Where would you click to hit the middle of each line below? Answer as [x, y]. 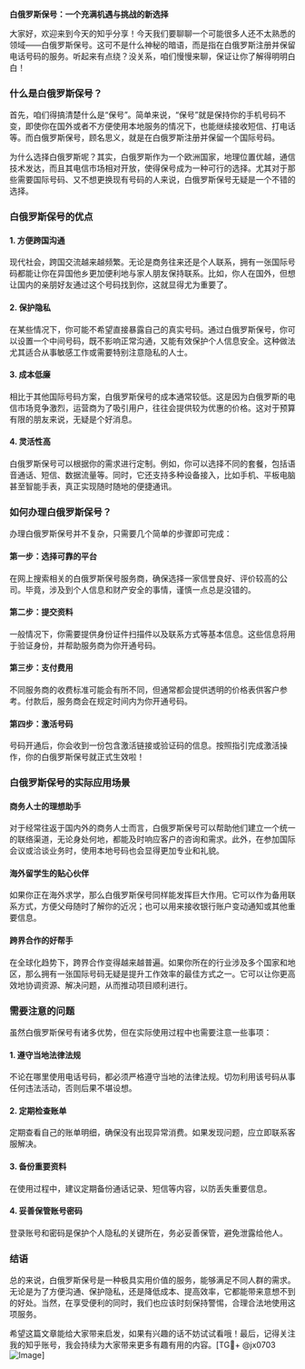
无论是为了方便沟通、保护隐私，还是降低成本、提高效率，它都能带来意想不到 [152, 1292]
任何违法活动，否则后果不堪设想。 [73, 1088]
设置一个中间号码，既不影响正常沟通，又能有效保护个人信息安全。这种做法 [156, 341]
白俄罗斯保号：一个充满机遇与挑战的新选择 [89, 14]
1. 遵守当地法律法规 [45, 1054]
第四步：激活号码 [41, 724]
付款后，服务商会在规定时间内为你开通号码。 [108, 701]
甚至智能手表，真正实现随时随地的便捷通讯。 [93, 486]
